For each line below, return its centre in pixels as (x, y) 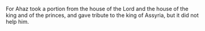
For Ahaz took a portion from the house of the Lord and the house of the (97, 9)
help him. (17, 22)
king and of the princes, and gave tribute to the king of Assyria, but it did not (102, 15)
